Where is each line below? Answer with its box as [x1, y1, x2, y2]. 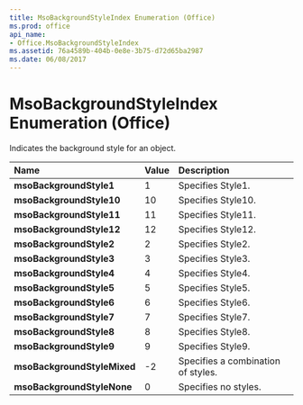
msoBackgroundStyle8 [14, 325, 115, 337]
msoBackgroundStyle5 [14, 281, 115, 293]
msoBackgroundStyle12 [14, 222, 121, 235]
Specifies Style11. [178, 208, 257, 220]
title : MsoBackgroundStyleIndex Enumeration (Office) [9, 13, 216, 22]
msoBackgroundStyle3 [14, 252, 115, 265]
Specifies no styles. [178, 380, 262, 392]
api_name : [9, 30, 47, 39]
